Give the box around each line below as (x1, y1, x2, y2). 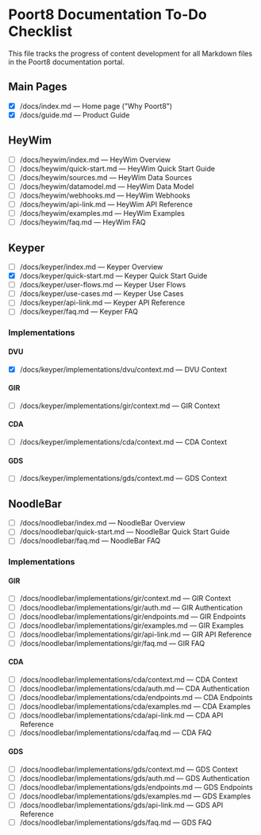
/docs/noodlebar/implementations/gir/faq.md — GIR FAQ (19, 638, 205, 648)
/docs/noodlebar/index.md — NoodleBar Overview (19, 518, 186, 528)
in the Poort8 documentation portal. (8, 57, 125, 67)
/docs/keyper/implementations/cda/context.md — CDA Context (19, 437, 228, 447)
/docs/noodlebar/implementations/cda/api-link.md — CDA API (19, 710, 224, 720)
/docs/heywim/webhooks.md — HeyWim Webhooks (19, 190, 190, 200)
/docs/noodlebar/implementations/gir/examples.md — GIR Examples (19, 621, 244, 630)
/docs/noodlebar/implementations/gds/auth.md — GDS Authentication (19, 773, 250, 783)
